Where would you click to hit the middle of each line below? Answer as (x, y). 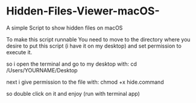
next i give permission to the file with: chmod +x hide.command (85, 82)
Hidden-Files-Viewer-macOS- (83, 11)
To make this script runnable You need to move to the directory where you (99, 39)
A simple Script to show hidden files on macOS (65, 28)
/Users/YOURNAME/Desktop (42, 70)
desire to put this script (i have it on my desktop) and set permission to (94, 46)
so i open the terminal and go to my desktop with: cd (72, 64)
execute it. (19, 52)
